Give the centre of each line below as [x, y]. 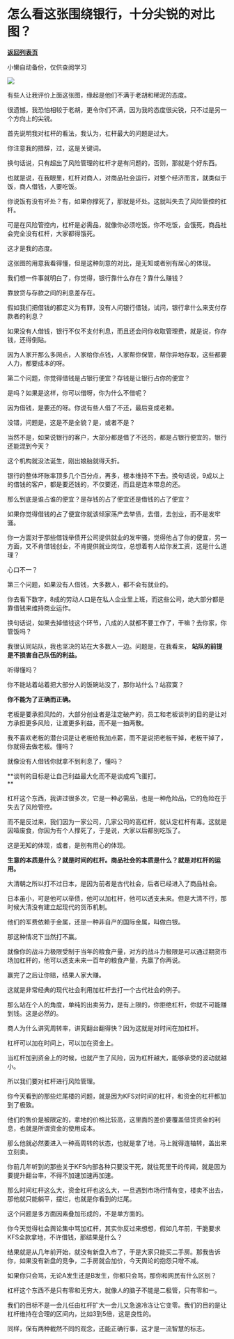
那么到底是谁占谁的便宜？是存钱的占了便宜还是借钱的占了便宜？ [99, 499]
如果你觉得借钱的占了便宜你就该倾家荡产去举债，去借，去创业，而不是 [108, 513]
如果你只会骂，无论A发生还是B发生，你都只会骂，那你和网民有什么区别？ [112, 1275]
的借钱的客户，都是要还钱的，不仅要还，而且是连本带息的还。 [96, 484]
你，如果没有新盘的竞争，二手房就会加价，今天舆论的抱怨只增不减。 [105, 1260]
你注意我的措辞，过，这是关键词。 [56, 148]
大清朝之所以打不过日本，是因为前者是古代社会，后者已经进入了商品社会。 [114, 883]
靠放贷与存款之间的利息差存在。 [53, 293]
